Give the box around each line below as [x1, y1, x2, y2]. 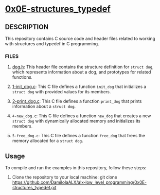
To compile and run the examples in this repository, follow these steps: [5, 165, 147, 171]
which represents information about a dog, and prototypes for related [12, 69, 151, 75]
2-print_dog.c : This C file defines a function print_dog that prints [12, 98, 142, 104]
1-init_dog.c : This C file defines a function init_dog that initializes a [12, 84, 146, 89]
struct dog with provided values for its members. [12, 89, 111, 95]
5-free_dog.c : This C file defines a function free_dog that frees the [12, 133, 145, 139]
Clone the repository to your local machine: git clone [12, 174, 118, 180]
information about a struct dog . [12, 104, 76, 109]
